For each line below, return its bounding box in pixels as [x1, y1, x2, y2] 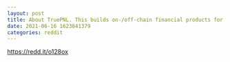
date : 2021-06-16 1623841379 [7, 22, 91, 29]
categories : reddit [7, 29, 63, 36]
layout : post [7, 10, 45, 17]
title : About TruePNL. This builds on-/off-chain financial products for [7, 16, 224, 23]
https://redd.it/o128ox [7, 48, 69, 56]
